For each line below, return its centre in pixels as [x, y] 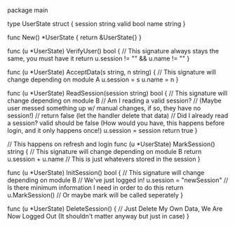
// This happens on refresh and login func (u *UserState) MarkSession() [111, 144]
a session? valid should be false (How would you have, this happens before [116, 123]
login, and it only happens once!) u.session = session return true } [102, 130]
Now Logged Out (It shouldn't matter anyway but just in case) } [98, 216]
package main [28, 10]
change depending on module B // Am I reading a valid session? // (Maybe [115, 100]
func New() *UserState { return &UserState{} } [74, 37]
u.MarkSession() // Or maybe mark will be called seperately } [95, 195]
